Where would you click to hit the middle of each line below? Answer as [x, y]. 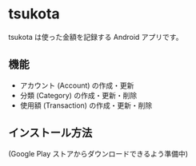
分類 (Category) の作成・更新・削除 [78, 95]
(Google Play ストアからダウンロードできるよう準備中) [98, 153]
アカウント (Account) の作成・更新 [77, 85]
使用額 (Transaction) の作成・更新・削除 [86, 105]
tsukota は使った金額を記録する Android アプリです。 [96, 37]
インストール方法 [50, 133]
